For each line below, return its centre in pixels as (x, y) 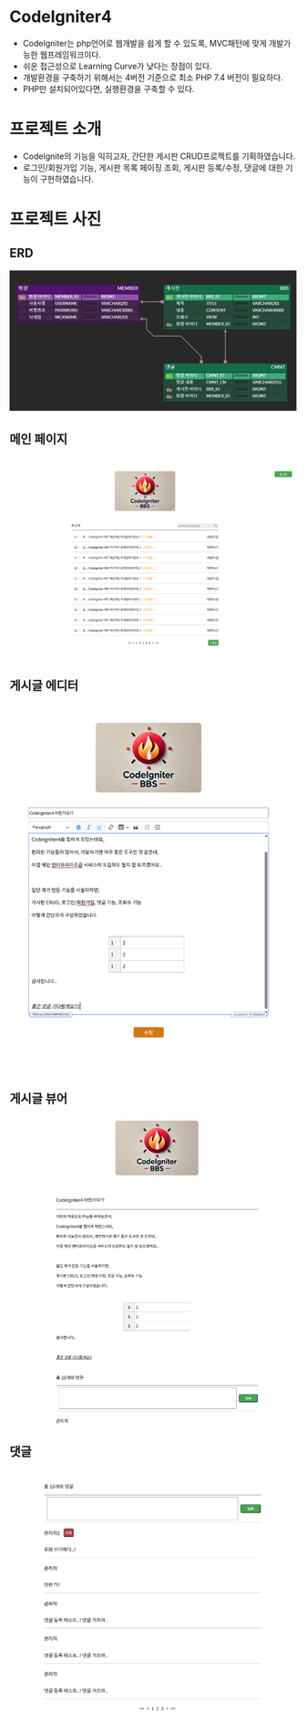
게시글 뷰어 (39, 1098)
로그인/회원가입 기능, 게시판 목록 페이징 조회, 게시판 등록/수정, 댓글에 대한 (153, 167)
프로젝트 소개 (56, 129)
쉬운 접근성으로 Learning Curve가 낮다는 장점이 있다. (117, 66)
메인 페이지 (39, 439)
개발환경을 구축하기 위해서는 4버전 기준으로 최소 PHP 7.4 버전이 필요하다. (153, 77)
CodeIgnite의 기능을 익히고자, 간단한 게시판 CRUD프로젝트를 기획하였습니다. (159, 156)
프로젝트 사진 (56, 219)
